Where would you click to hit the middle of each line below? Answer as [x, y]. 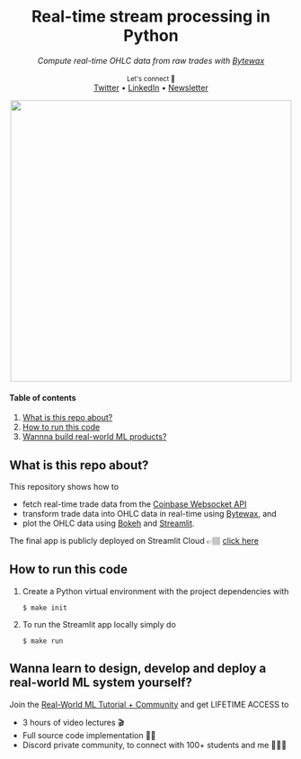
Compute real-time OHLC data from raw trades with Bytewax [151, 60]
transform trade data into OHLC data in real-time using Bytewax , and [149, 513]
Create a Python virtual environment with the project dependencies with [155, 591]
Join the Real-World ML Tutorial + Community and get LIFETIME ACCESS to [149, 704]
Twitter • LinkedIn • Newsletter [151, 87]
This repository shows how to [64, 486]
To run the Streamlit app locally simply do [99, 624]
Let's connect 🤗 [151, 78]
